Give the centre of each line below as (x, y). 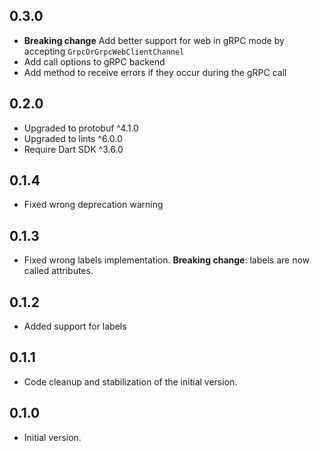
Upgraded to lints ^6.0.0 (73, 138)
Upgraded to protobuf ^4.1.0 (81, 128)
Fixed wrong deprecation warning (93, 205)
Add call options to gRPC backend (94, 61)
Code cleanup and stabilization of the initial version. (130, 381)
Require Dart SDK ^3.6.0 (73, 149)
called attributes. (58, 271)
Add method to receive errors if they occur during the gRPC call (155, 72)
